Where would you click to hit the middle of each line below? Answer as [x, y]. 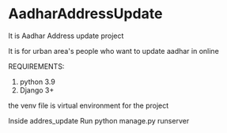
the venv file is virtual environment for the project [89, 105]
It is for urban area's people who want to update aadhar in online [114, 51]
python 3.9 [37, 82]
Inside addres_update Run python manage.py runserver [99, 120]
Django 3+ [37, 90]
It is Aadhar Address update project [66, 36]
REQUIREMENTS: [36, 66]
